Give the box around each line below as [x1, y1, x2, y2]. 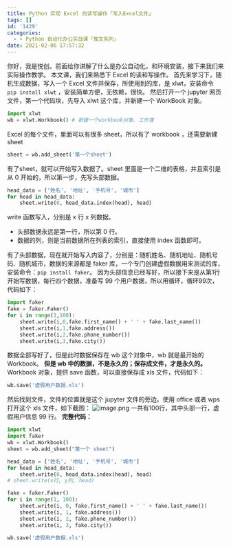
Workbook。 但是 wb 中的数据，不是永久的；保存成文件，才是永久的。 [7, 359, 206, 368]
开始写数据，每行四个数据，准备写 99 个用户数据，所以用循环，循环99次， [7, 277, 219, 285]
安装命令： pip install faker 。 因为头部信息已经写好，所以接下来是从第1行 [7, 268, 221, 277]
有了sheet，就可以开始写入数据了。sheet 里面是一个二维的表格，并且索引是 [7, 164, 221, 172]
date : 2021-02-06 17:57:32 [7, 42, 85, 49]
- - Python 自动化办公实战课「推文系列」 [13, 36, 119, 43]
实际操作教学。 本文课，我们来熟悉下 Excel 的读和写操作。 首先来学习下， [7, 70, 217, 79]
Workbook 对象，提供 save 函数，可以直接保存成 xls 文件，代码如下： [7, 368, 205, 377]
